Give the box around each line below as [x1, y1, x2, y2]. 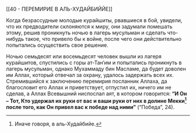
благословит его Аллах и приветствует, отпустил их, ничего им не [6, 84, 171, 90]
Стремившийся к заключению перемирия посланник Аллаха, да [6, 78, 167, 85]
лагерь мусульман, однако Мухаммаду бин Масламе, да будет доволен [6, 65, 187, 72]
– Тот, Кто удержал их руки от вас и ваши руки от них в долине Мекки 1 [6, 96, 187, 104]
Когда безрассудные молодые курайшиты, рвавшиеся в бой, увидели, [6, 17, 183, 23]
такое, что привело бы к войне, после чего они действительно [25, 36, 182, 42]
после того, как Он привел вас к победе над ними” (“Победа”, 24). [6, 103, 175, 110]
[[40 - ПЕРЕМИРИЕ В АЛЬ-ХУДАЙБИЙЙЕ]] [6, 6, 113, 12]
